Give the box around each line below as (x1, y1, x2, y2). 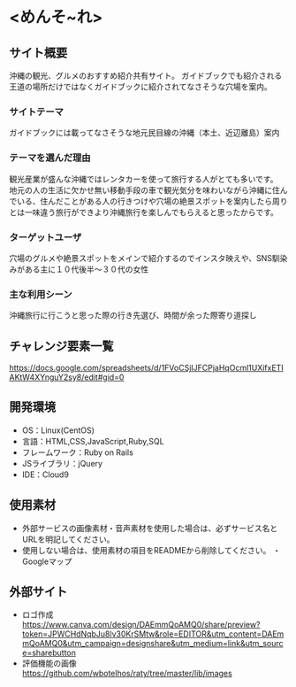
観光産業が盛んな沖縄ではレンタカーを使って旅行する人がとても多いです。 (9, 174, 278, 184)
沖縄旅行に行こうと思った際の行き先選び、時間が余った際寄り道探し (9, 310, 257, 320)
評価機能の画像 (21, 658, 77, 668)
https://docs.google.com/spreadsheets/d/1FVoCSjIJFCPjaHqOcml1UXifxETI (9, 363, 285, 373)
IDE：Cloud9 (21, 469, 69, 480)
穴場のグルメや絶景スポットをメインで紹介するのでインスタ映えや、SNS (9, 252, 272, 263)
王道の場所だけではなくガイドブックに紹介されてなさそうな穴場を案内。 (9, 81, 272, 92)
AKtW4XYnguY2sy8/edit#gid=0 (9, 372, 125, 382)
